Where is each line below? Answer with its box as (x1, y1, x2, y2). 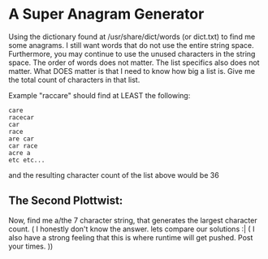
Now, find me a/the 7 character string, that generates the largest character (8, 215, 257, 225)
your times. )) (8, 241, 54, 251)
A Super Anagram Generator (8, 5, 205, 24)
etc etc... (8, 156, 45, 164)
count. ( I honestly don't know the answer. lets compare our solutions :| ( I (8, 224, 255, 234)
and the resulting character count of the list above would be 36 (8, 170, 219, 179)
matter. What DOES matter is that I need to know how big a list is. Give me (8, 66, 256, 76)
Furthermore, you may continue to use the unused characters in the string (8, 49, 256, 58)
